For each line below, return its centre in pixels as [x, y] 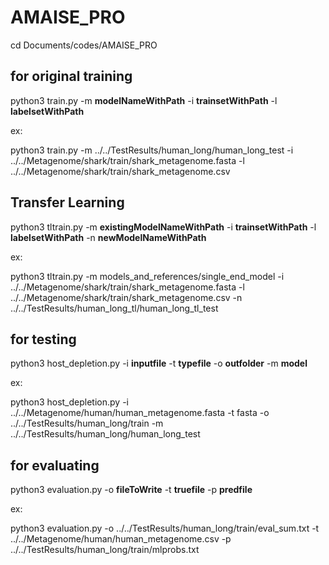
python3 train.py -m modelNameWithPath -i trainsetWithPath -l [144, 100]
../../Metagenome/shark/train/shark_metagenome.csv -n [126, 297]
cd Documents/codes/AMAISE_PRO [84, 45]
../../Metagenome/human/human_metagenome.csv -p [121, 539]
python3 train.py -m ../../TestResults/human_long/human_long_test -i [152, 150]
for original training [71, 76]
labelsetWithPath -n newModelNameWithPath [108, 237]
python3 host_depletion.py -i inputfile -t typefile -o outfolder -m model [159, 363]
